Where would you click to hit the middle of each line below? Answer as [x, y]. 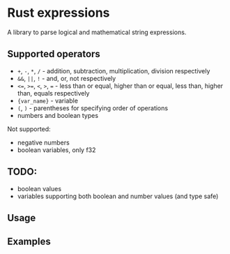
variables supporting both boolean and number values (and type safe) [118, 196]
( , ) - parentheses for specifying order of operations [93, 108]
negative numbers [43, 142]
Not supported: [29, 129]
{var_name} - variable [48, 100]
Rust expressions [59, 13]
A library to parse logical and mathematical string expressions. [97, 32]
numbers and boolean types [58, 115]
